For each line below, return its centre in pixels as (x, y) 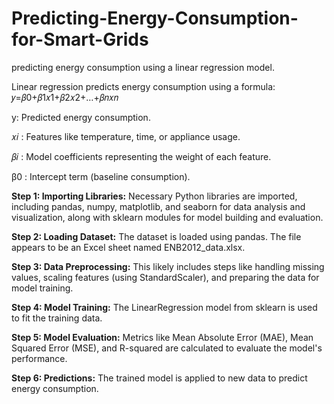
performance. (39, 358)
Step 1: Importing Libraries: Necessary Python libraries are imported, (154, 196)
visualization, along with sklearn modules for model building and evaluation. (167, 217)
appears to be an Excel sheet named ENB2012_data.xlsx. (128, 247)
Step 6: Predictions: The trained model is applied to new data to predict (159, 378)
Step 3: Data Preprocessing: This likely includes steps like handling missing (168, 266)
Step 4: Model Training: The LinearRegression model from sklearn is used (164, 307)
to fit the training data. (57, 318)
